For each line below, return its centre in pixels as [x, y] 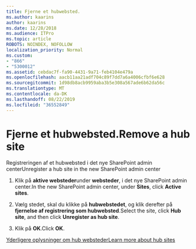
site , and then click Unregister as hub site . [67, 217]
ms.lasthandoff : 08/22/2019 [41, 99]
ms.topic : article [29, 39]
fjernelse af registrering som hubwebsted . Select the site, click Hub [98, 211]
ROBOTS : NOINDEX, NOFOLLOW [39, 45]
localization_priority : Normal [45, 50]
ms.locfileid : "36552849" [38, 105]
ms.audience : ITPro [30, 34]
